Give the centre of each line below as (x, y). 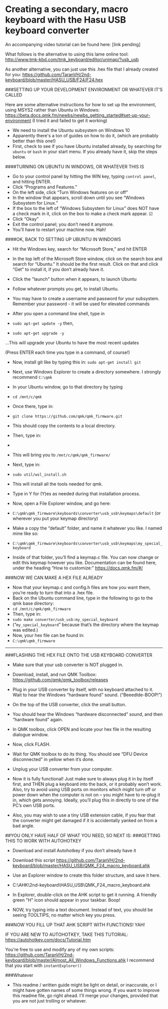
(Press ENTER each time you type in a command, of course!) (67, 352)
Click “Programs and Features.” (45, 187)
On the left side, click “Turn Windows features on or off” (70, 192)
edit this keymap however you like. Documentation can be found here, (84, 562)
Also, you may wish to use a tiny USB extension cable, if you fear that (84, 815)
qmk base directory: (33, 603)
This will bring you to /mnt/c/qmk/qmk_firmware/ (61, 455)
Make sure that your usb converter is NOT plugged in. (68, 665)
